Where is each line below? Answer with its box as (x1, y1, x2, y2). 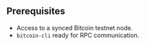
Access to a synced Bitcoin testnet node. (16, 23, 134, 32)
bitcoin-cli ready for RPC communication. (16, 31, 140, 39)
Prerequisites (6, 5, 65, 17)
